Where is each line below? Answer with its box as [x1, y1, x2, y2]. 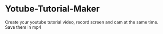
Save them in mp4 [5, 24, 42, 30]
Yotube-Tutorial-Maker [5, 3, 100, 14]
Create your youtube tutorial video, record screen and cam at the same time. [5, 19, 159, 25]
